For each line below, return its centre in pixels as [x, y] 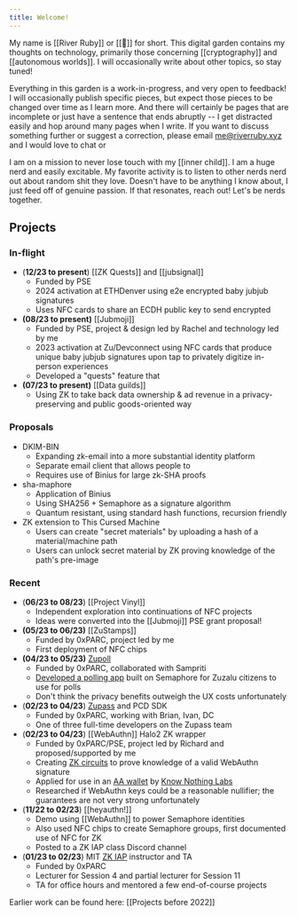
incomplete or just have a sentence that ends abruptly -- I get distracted [141, 116]
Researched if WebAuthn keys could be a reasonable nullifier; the [155, 790]
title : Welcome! [39, 17]
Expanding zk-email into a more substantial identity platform [145, 456]
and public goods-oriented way [134, 404]
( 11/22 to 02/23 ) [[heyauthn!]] [77, 809]
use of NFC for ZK [68, 837]
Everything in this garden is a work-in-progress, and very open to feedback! [148, 88]
